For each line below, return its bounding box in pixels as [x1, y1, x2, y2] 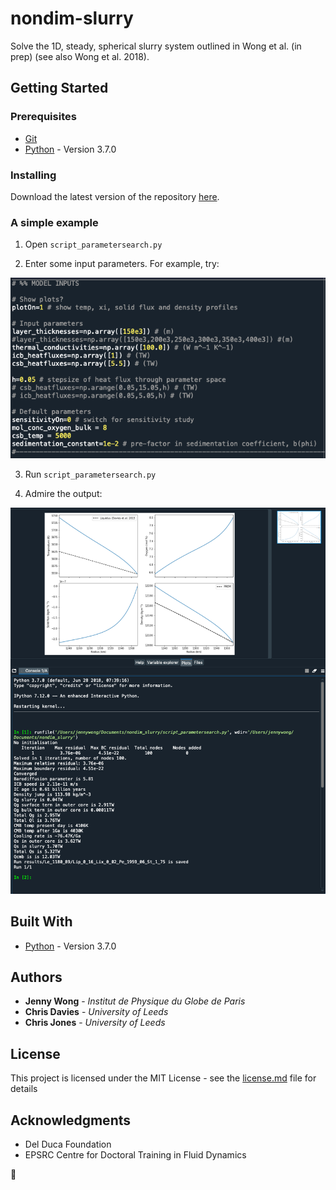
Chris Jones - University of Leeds [24, 1017, 166, 1029]
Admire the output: [24, 487, 103, 499]
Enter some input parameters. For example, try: [24, 258, 220, 270]
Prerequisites [10, 110, 77, 124]
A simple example [10, 215, 99, 229]
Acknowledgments [10, 1112, 132, 1129]
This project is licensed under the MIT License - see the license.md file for [10, 1072, 317, 1084]
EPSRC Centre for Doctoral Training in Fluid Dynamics [24, 1149, 247, 1161]
